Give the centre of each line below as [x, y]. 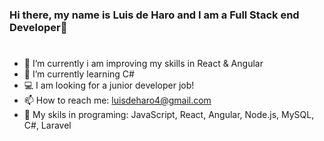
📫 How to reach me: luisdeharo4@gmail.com [117, 100]
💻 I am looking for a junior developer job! [109, 85]
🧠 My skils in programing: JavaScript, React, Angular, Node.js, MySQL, [169, 115]
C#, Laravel [47, 125]
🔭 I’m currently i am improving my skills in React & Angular [143, 64]
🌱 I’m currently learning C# [79, 74]
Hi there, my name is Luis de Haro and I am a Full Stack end [154, 15]
